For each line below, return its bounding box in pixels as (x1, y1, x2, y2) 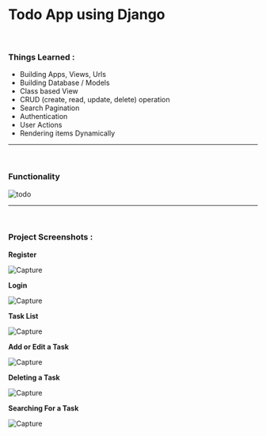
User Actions (19, 120, 63, 130)
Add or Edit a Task (8, 342, 70, 351)
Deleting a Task (8, 373, 61, 382)
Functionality (8, 171, 61, 182)
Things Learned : (8, 52, 75, 63)
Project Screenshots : (8, 231, 93, 243)
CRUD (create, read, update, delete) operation (19, 95, 170, 105)
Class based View (19, 86, 79, 96)
